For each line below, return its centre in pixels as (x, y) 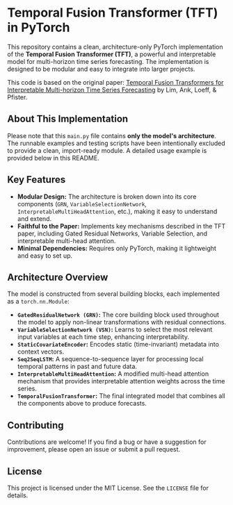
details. (18, 495)
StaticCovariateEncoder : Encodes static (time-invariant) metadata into (118, 345)
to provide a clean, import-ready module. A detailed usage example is (107, 150)
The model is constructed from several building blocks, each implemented (114, 294)
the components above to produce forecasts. (82, 404)
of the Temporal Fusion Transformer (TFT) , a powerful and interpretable (112, 54)
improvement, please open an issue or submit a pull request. (94, 449)
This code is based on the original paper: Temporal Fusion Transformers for (115, 82)
